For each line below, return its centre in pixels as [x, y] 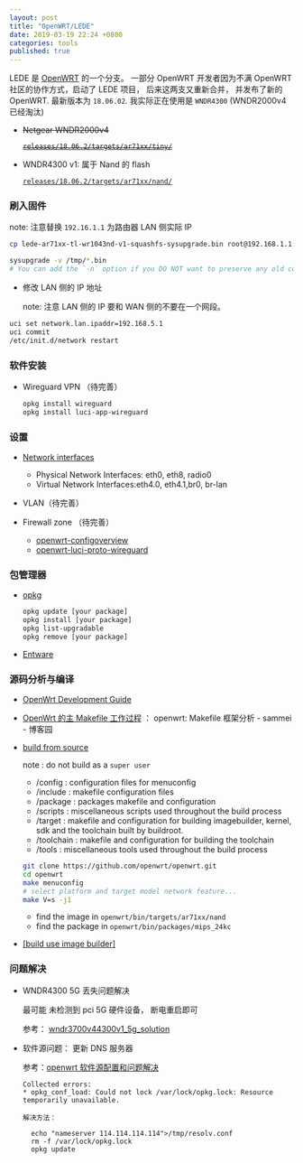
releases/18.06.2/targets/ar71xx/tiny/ [97, 147]
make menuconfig [53, 883]
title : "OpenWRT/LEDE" [52, 26]
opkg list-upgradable [63, 628]
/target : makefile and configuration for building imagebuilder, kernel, [164, 821]
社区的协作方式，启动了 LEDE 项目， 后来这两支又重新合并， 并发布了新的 [146, 89]
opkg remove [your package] [75, 637]
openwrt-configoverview [82, 540]
